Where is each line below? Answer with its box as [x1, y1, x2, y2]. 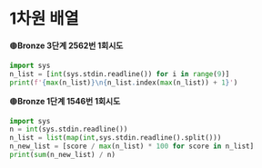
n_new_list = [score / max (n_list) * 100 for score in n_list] [9, 142, 255, 151]
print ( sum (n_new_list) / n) [9, 151, 116, 160]
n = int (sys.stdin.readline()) [9, 124, 128, 134]
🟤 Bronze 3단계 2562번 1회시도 [9, 40, 124, 51]
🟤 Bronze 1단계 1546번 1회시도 [9, 95, 121, 106]
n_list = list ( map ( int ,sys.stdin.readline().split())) [9, 133, 222, 143]
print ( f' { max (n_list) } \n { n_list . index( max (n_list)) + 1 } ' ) [9, 78, 238, 87]
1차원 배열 [9, 8, 79, 29]
